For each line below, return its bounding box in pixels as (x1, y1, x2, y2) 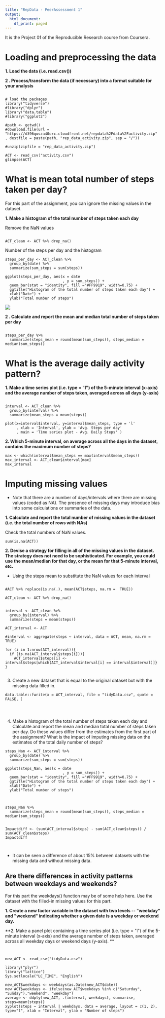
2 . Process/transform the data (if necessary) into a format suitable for (5, 78, 152, 84)
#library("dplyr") (5, 106, 43, 111)
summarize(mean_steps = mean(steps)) (9, 413, 87, 418)
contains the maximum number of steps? (5, 444, 91, 450)
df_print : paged (14, 21, 48, 26)
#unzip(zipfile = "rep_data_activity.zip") (5, 144, 96, 150)
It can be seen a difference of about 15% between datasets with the (12, 853, 150, 858)
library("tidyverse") (5, 101, 50, 106)
